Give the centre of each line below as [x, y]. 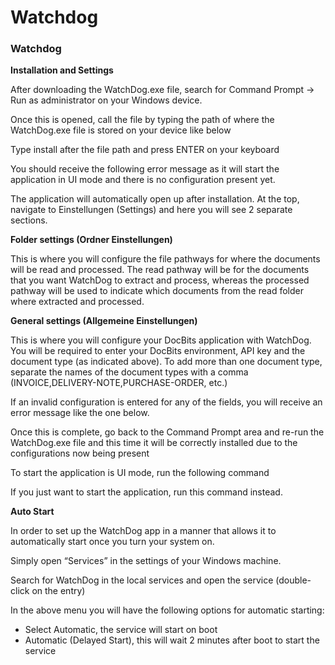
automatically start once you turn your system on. [112, 542]
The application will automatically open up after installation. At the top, [155, 199]
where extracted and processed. [77, 302]
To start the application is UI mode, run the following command [140, 473]
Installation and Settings [62, 70]
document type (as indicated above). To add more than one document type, [166, 362]
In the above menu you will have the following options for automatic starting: [167, 610]
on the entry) [58, 591]
